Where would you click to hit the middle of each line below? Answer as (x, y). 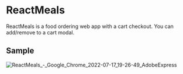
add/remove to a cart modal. (40, 32)
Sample (20, 51)
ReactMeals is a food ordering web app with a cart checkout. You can (90, 26)
